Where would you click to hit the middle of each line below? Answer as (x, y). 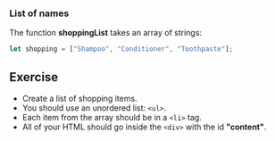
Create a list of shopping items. (79, 98)
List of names (39, 13)
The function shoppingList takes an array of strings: (106, 33)
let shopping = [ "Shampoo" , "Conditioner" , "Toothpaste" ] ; (121, 49)
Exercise (34, 77)
